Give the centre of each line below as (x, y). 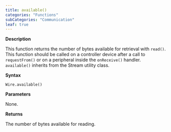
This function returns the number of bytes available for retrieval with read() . (85, 49)
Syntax (13, 76)
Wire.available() (24, 85)
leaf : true (17, 24)
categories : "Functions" (32, 15)
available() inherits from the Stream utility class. (57, 65)
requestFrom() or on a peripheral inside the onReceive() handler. (73, 60)
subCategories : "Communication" (40, 20)
